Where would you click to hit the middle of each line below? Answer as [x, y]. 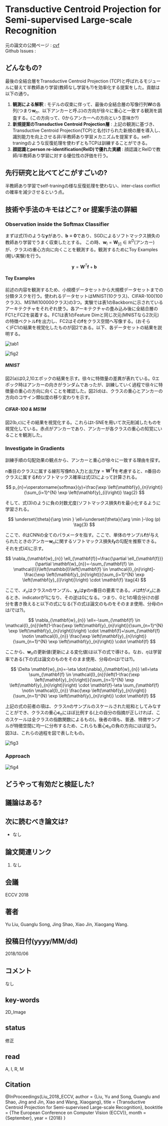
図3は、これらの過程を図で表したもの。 [46, 733]
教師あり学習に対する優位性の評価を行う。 [67, 155]
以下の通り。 [18, 94]
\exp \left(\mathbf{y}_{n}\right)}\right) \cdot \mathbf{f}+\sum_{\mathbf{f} [84, 631]
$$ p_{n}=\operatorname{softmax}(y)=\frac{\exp [56, 487]
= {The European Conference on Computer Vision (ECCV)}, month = [76, 1113]
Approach [18, 756]
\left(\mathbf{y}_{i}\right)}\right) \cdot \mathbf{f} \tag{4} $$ [84, 580]
